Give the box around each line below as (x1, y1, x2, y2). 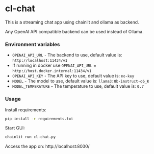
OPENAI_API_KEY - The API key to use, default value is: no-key (12, 73, 134, 79)
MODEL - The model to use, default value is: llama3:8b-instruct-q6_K (12, 78, 150, 84)
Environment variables (5, 41, 60, 48)
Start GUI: (5, 125, 26, 131)
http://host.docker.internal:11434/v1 (12, 69, 92, 74)
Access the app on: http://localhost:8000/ (5, 143, 90, 150)
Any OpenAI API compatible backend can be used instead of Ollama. (5, 28, 144, 34)
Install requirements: (5, 106, 47, 113)
